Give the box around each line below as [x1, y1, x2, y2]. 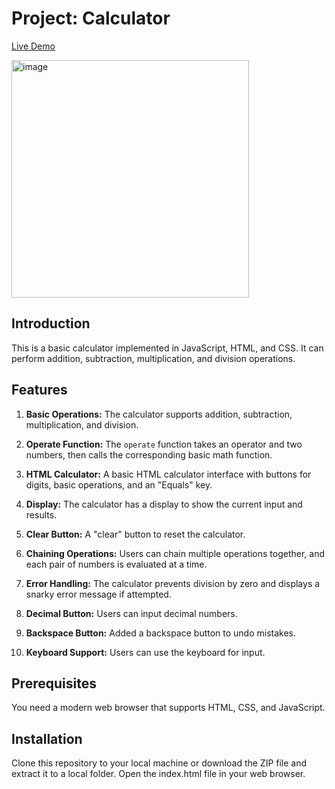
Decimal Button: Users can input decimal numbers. [25, 607, 238, 619]
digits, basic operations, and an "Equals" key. [25, 478, 213, 491]
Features [11, 382, 68, 399]
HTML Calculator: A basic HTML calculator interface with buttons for [25, 468, 312, 480]
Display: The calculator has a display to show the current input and [25, 498, 303, 510]
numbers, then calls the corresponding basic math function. [25, 448, 273, 461]
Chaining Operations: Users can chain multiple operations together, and [25, 547, 326, 559]
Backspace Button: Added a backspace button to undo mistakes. [25, 627, 297, 639]
